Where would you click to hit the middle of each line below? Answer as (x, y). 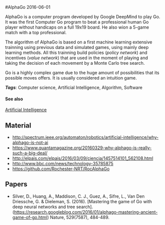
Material (18, 125)
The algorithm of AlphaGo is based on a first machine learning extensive (79, 42)
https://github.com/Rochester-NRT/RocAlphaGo (61, 169)
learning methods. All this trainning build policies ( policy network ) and (76, 52)
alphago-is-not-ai (30, 142)
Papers (16, 184)
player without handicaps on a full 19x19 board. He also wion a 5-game (77, 27)
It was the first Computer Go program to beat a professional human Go (77, 22)
